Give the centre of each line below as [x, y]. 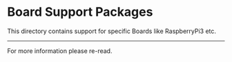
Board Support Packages [80, 12]
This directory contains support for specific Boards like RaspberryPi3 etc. [112, 31]
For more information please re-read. [60, 51]
